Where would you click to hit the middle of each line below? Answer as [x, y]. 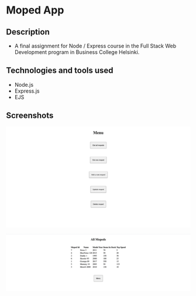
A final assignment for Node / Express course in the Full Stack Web [95, 46]
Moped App [35, 10]
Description [28, 32]
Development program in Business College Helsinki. [77, 52]
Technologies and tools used [60, 71]
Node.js [24, 84]
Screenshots [30, 116]
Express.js [27, 91]
